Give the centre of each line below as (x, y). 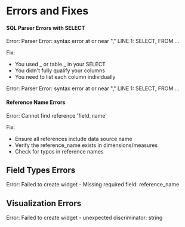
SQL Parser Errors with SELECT (46, 27)
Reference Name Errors (36, 102)
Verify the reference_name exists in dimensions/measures (86, 145)
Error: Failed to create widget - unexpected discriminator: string (84, 218)
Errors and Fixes (47, 11)
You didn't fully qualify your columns (60, 70)
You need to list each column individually (65, 77)
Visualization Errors (44, 203)
